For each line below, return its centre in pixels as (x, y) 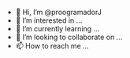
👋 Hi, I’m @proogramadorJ (59, 12)
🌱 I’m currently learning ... (58, 29)
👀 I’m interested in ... (49, 20)
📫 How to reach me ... (52, 46)
